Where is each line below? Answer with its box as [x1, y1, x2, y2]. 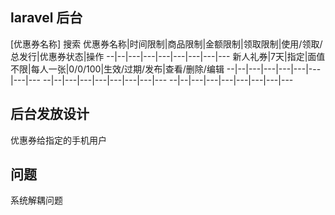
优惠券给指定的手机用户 [10, 134, 107, 146]
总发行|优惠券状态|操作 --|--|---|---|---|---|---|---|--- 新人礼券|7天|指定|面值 [10, 50, 326, 62]
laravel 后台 [10, 9, 83, 27]
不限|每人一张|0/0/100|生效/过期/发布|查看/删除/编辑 [10, 63, 225, 75]
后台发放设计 [10, 106, 90, 123]
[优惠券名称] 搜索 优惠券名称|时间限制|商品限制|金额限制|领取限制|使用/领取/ [10, 38, 323, 50]
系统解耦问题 [10, 194, 63, 207]
